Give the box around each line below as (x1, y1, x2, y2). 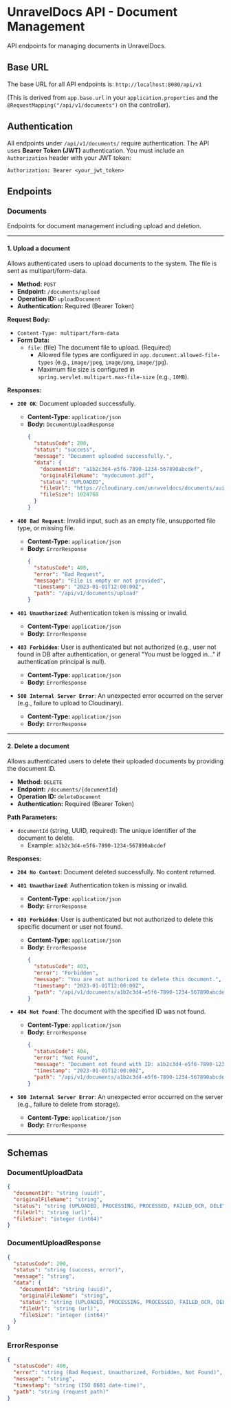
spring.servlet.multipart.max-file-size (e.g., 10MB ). (37, 373, 189, 381)
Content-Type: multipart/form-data (16, 330, 120, 337)
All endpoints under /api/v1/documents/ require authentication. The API (7, 139, 210, 147)
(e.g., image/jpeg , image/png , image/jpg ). (54, 358, 168, 366)
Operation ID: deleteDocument (16, 792, 101, 801)
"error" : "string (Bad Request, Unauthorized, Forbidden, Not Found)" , (13, 1369, 223, 1376)
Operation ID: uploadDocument (16, 294, 101, 303)
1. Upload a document (7, 244, 71, 252)
